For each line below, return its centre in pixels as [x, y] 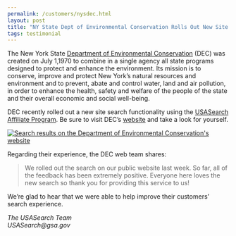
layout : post [26, 20]
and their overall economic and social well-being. [79, 99]
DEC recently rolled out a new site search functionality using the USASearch [118, 112]
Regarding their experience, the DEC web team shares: [87, 154]
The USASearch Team [40, 218]
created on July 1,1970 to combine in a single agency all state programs [111, 61]
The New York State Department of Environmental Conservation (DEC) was [116, 54]
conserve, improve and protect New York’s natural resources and [101, 76]
